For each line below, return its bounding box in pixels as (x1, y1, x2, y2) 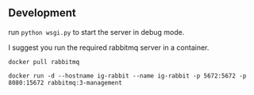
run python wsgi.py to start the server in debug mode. (8, 27, 185, 36)
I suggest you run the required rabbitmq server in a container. (8, 43, 210, 52)
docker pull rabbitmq (8, 58, 80, 66)
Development (8, 6, 77, 20)
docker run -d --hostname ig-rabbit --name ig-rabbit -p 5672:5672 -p (8, 71, 247, 80)
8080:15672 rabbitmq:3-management (8, 78, 123, 86)
